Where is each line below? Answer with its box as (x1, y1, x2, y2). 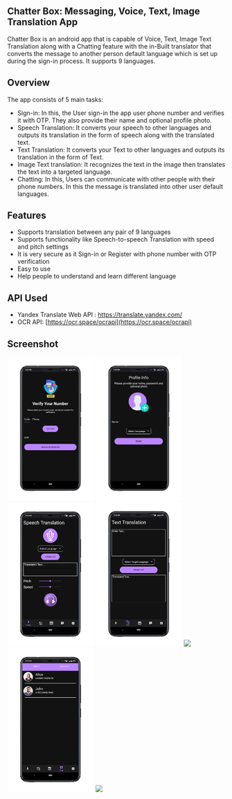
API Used (7, 292, 48, 304)
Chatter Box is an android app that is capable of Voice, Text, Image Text (7, 35, 212, 43)
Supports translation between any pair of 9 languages (17, 228, 171, 236)
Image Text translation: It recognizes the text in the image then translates (17, 160, 226, 168)
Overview (7, 77, 51, 89)
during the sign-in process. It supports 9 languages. (7, 57, 156, 65)
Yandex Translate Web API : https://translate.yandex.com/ (17, 311, 182, 319)
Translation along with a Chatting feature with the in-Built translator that (7, 42, 212, 51)
